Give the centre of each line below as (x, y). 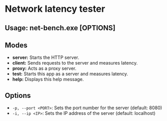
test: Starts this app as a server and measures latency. (70, 74)
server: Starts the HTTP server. (45, 57)
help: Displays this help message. (48, 79)
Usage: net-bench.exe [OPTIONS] (60, 28)
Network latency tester (55, 9)
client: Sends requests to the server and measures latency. (75, 63)
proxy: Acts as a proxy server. (44, 68)
